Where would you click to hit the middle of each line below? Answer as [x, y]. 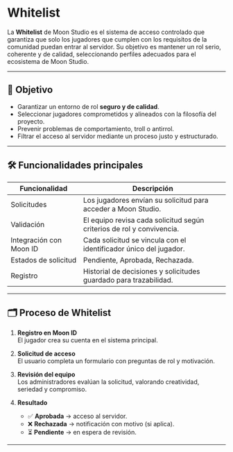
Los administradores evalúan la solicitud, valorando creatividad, [108, 382]
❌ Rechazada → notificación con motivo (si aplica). [101, 424]
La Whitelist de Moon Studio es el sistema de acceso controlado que [106, 32]
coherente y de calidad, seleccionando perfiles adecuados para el [102, 54]
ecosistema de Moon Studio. [48, 61]
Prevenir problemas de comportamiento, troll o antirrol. [96, 128]
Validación [28, 224]
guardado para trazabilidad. [128, 280]
